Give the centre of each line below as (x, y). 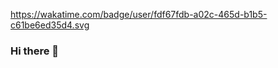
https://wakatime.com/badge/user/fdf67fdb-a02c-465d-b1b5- (139, 14)
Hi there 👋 (35, 51)
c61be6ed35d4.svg (50, 25)
